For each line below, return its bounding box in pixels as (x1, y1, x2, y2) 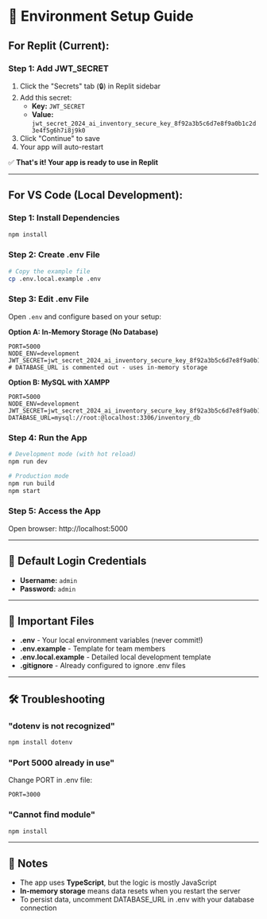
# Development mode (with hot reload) (8, 450, 137, 459)
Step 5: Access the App (8, 506, 101, 517)
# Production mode (8, 471, 69, 480)
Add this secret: (19, 92, 72, 102)
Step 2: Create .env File (8, 249, 101, 260)
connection (19, 903, 57, 913)
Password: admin (19, 584, 76, 593)
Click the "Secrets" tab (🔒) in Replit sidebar (19, 81, 161, 91)
